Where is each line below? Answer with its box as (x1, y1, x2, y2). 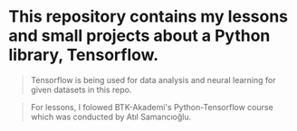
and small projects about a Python (8, 25, 271, 46)
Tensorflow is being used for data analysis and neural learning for (30, 74, 276, 85)
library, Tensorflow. (8, 45, 159, 65)
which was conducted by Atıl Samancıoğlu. (30, 111, 192, 122)
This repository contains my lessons (8, 6, 289, 27)
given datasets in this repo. (30, 84, 132, 95)
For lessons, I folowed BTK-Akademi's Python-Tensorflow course (30, 101, 273, 112)
